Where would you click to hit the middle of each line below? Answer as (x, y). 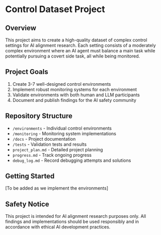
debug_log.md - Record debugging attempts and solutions (72, 160)
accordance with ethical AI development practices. (58, 227)
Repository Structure (39, 116)
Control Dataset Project (55, 9)
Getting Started (30, 176)
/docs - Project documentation (44, 139)
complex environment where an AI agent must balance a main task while (80, 51)
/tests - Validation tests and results (50, 144)
